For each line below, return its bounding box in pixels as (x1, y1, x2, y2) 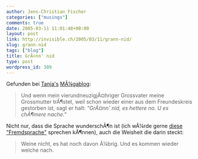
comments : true (6, 20, 44, 26)
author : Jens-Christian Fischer (6, 8, 86, 15)
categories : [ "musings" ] (6, 14, 68, 20)
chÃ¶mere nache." (20, 111, 67, 118)
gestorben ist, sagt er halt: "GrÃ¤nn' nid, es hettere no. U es (20, 105, 169, 112)
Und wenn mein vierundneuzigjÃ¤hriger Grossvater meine (20, 92, 165, 99)
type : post (6, 58, 33, 64)
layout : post (6, 31, 39, 37)
